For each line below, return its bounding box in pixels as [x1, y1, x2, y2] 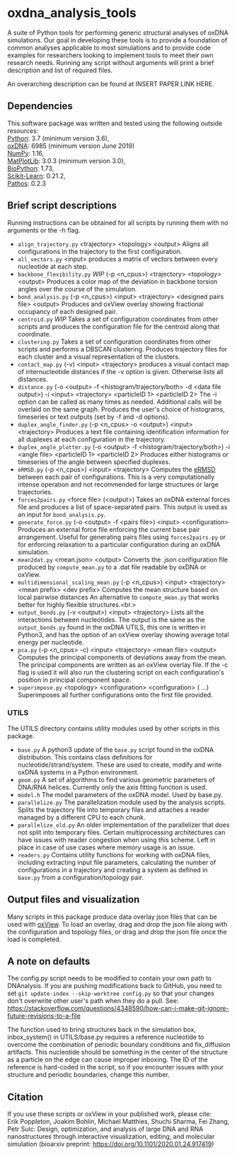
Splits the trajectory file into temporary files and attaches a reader [17, 805, 210, 814]
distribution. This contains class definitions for [17, 753, 153, 761]
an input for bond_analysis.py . [17, 510, 106, 518]
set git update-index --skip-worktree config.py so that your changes [7, 989, 214, 998]
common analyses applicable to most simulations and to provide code [7, 43, 211, 52]
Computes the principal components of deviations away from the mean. [17, 653, 227, 661]
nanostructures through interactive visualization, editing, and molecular [7, 1132, 215, 1141]
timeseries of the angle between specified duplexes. [17, 458, 171, 466]
